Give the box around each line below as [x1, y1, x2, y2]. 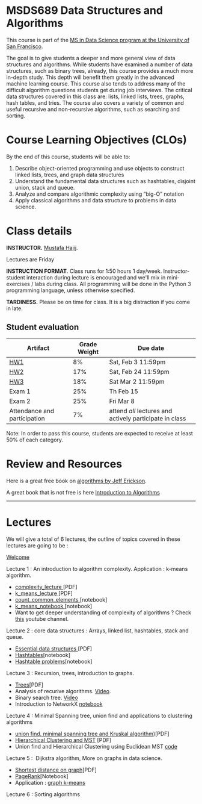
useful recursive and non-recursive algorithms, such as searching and [6, 105, 180, 113]
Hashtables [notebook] [14, 651, 71, 658]
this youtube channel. [14, 615, 69, 622]
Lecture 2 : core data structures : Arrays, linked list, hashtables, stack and [6, 627, 189, 634]
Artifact [26, 344, 50, 352]
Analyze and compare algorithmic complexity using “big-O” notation [14, 190, 185, 198]
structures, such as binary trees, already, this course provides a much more [6, 67, 194, 74]
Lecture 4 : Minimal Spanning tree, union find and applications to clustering [6, 712, 192, 719]
